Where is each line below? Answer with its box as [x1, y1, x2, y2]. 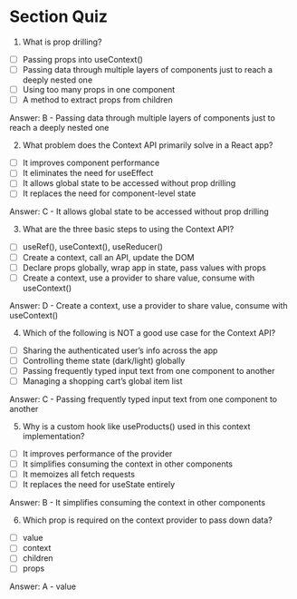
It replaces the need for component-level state [22, 188, 196, 199]
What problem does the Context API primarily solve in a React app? [22, 140, 273, 151]
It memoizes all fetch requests [22, 469, 136, 480]
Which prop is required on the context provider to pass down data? [22, 515, 273, 525]
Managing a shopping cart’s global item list [22, 375, 183, 387]
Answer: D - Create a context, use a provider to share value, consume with [9, 299, 288, 310]
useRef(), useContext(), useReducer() [22, 241, 163, 252]
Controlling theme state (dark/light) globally [22, 355, 186, 366]
